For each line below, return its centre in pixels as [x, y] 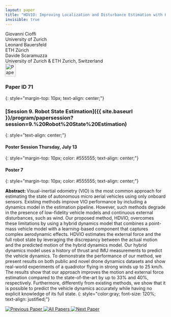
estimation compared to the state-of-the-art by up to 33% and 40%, [77, 278]
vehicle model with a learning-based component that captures [83, 229]
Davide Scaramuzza [26, 56]
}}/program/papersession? [39, 118]
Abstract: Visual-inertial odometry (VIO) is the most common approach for [83, 191]
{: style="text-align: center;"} [36, 135]
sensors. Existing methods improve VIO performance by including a [76, 202]
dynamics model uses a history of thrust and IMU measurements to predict [84, 251]
